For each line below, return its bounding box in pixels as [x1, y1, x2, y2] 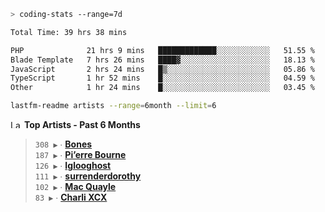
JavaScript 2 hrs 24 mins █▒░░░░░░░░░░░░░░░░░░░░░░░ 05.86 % [10, 64, 315, 74]
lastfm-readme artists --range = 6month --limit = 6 [10, 101, 217, 111]
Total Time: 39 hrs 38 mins [10, 27, 128, 37]
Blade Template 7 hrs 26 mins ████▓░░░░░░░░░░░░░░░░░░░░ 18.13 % [10, 55, 315, 65]
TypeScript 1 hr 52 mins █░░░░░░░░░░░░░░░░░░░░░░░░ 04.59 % [10, 73, 315, 84]
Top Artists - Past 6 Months [23, 119, 141, 130]
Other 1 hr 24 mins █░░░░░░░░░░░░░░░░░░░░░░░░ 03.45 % [10, 83, 315, 93]
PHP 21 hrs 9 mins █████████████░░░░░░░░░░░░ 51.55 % [10, 45, 315, 55]
